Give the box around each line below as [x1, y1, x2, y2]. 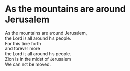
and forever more [5, 46, 40, 51]
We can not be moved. [5, 61, 51, 67]
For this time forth [5, 40, 41, 46]
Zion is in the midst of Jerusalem [5, 56, 71, 62]
